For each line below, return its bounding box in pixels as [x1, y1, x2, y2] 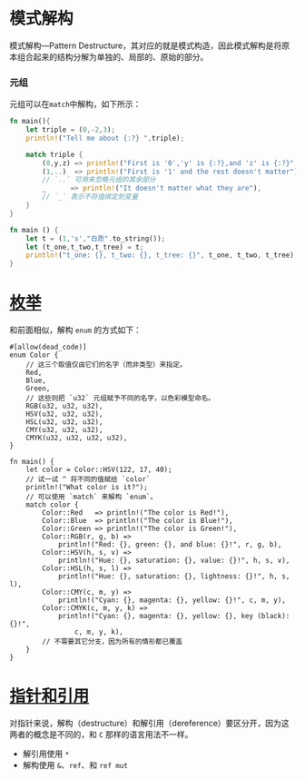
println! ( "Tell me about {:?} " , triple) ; [25, 133, 184, 143]
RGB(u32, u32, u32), [25, 401, 103, 411]
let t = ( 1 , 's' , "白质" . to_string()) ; [25, 233, 166, 243]
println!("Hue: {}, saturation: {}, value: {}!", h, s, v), [57, 556, 290, 566]
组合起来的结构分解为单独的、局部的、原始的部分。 [16, 51, 209, 62]
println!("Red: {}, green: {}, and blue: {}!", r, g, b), [57, 540, 282, 549]
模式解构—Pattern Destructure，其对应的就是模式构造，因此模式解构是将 [9, 40, 282, 51]
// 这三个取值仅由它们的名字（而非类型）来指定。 [25, 360, 187, 370]
